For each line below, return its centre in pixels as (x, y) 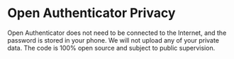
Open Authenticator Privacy (91, 13)
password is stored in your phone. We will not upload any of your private (113, 40)
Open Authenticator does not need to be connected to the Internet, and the (117, 33)
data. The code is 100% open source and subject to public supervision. (111, 48)
